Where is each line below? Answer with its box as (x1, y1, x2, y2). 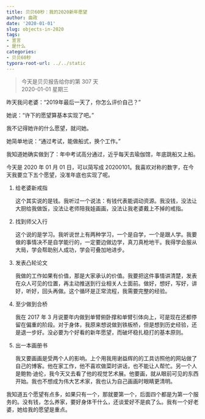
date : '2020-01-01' (6, 20, 56, 26)
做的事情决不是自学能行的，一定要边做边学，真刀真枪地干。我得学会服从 (15, 238, 197, 245)
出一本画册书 (15, 341, 48, 349)
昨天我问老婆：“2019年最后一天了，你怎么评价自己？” (6, 98, 142, 106)
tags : (6, 32, 20, 38)
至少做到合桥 (15, 300, 48, 308)
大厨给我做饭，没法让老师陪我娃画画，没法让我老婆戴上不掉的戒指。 (15, 204, 187, 212)
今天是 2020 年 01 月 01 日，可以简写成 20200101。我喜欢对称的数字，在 (6, 163, 189, 171)
